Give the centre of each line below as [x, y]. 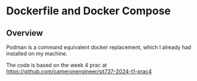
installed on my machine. [37, 54]
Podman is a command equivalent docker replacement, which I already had [99, 47]
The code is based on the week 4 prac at [57, 65]
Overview [25, 33]
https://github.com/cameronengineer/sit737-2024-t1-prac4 [79, 71]
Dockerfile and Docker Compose [89, 11]
